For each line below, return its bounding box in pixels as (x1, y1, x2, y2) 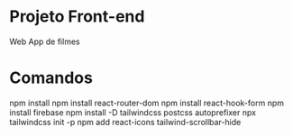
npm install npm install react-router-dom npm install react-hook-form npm (9, 97, 285, 108)
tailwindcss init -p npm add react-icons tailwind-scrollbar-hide (9, 116, 242, 127)
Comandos (9, 68, 93, 88)
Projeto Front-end (9, 6, 145, 27)
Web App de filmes (9, 36, 80, 47)
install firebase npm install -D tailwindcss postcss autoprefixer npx (9, 106, 257, 118)
